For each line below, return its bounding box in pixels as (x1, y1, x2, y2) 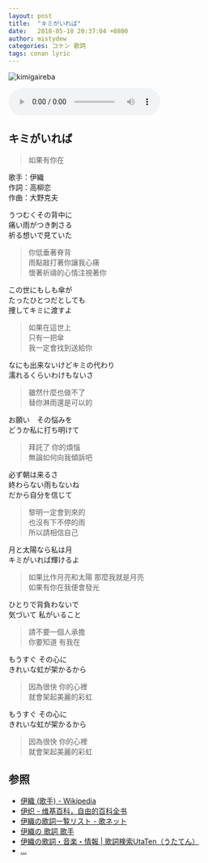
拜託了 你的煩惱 (28, 442, 81, 451)
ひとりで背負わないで (8, 599, 79, 609)
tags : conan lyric (8, 50, 70, 58)
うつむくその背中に (8, 209, 73, 219)
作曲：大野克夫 (8, 192, 58, 202)
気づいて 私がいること (8, 610, 82, 619)
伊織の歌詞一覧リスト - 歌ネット (19, 816, 128, 826)
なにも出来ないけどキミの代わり (8, 360, 115, 369)
